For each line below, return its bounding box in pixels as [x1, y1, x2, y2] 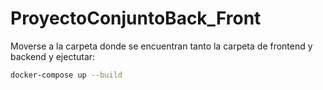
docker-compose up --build [10, 70, 123, 80]
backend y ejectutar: [10, 50, 96, 62]
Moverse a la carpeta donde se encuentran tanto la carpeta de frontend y [10, 40, 313, 52]
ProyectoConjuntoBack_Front [10, 7, 262, 30]
